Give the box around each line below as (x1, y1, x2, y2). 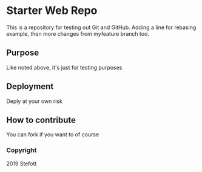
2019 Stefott (6, 160, 37, 167)
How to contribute (6, 114, 76, 125)
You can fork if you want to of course (6, 131, 99, 138)
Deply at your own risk (6, 98, 62, 105)
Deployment (6, 81, 54, 91)
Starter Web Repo (6, 4, 98, 18)
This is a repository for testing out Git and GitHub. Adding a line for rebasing (6, 24, 197, 31)
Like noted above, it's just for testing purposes (6, 64, 123, 71)
